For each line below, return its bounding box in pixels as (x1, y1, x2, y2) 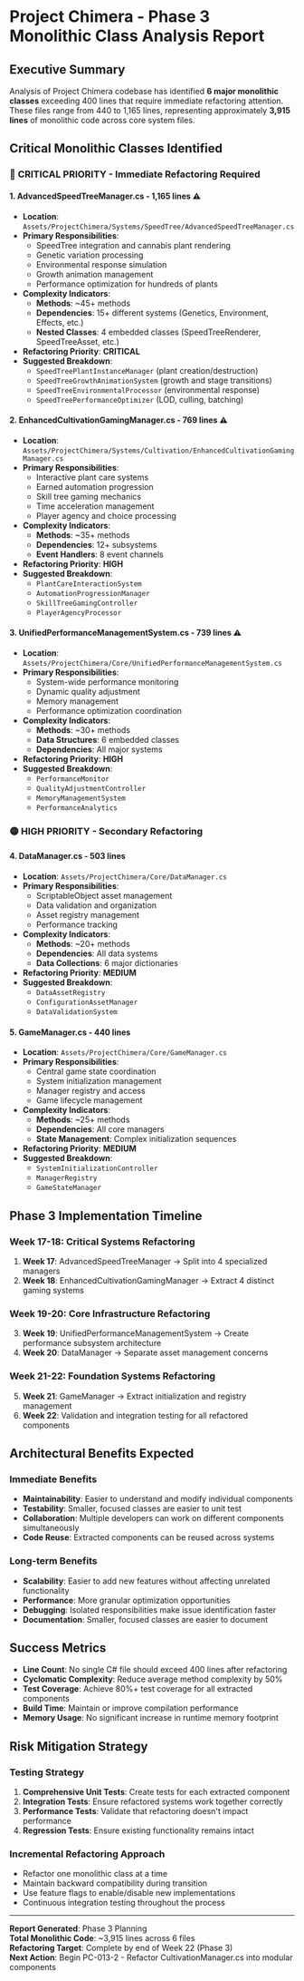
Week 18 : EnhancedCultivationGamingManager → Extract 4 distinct (22, 1274, 274, 1285)
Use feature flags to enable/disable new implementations (22, 1888, 236, 1898)
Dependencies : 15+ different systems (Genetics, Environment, (35, 307, 269, 318)
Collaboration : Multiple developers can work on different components (22, 1513, 284, 1524)
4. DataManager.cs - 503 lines (9, 851, 127, 862)
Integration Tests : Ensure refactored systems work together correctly (22, 1796, 283, 1807)
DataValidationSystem (35, 1008, 118, 1017)
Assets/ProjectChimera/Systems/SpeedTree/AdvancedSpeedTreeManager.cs (22, 222, 295, 231)
